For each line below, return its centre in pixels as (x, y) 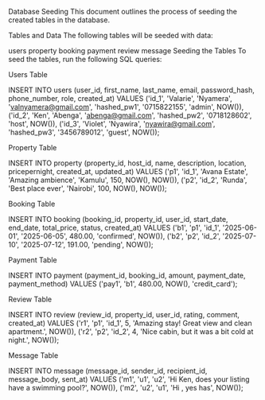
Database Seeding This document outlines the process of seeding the (123, 12)
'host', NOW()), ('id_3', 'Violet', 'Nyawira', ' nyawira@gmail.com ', (112, 124)
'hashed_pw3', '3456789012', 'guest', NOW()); (84, 132)
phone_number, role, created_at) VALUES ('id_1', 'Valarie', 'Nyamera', (120, 98)
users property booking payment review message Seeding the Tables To (127, 50)
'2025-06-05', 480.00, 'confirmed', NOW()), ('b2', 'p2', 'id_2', (121, 236)
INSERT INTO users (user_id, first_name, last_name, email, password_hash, (131, 90)
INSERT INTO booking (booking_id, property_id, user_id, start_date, (118, 219)
